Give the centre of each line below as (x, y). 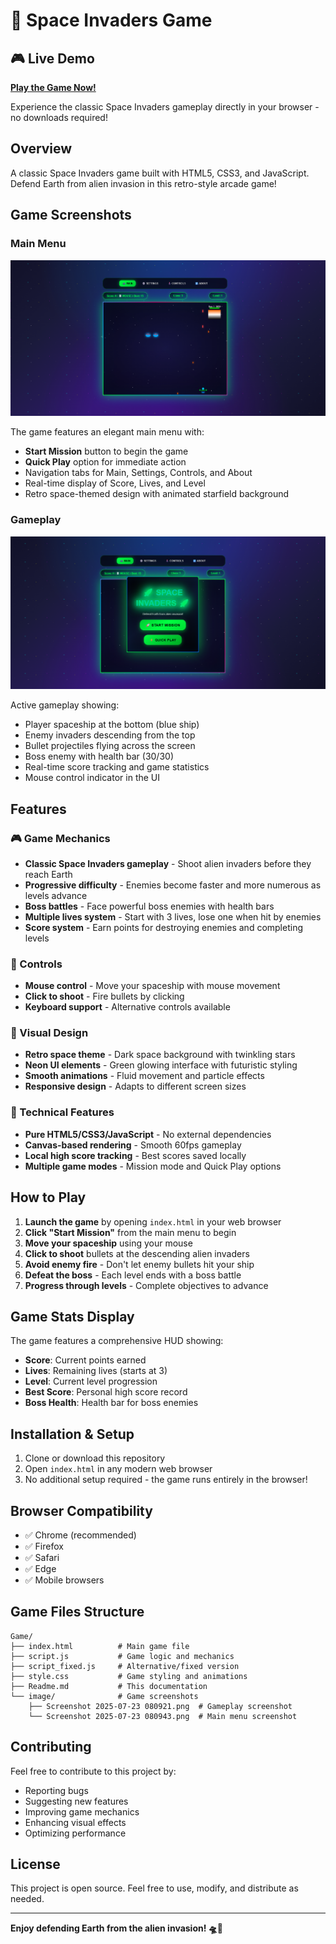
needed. (27, 1899)
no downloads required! (59, 117)
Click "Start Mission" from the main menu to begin (130, 1232)
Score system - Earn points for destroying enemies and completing (164, 927)
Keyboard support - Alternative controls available (127, 1007)
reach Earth (48, 874)
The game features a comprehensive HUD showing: (117, 1341)
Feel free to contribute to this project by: (93, 1771)
